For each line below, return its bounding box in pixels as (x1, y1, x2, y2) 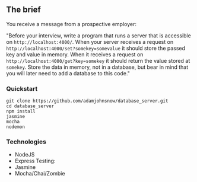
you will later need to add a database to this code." (6, 69, 131, 76)
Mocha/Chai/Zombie (14, 170, 65, 177)
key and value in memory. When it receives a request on (6, 50, 144, 58)
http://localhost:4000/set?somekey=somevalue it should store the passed (6, 44, 186, 52)
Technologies (6, 138, 46, 146)
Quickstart (6, 84, 38, 92)
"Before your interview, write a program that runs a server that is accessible (6, 32, 191, 39)
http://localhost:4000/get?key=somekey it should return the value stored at (6, 57, 190, 64)
